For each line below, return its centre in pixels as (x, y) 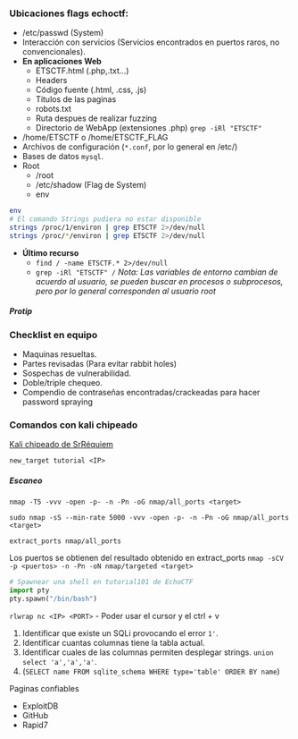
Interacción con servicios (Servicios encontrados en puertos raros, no (151, 42)
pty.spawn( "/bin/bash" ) (54, 599)
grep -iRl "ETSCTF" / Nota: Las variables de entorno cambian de (157, 272)
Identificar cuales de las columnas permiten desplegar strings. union (148, 652)
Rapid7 (35, 725)
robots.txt (53, 109)
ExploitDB (40, 706)
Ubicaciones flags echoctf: (69, 13)
